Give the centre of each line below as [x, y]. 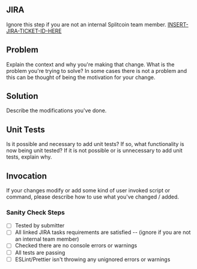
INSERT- [178, 24]
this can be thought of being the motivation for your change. [81, 77]
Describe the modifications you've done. [56, 110]
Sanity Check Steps [35, 212]
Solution [22, 96]
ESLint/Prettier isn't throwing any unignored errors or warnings [92, 259]
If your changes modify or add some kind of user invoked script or [88, 191]
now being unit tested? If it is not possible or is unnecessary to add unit [94, 151]
